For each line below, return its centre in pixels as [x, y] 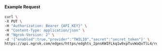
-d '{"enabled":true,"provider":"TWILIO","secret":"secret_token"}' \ [77, 39]
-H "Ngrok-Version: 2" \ [29, 35]
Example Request [22, 7]
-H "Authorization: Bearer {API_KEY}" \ [46, 26]
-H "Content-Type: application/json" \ [45, 30]
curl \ [11, 17]
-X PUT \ [13, 22]
